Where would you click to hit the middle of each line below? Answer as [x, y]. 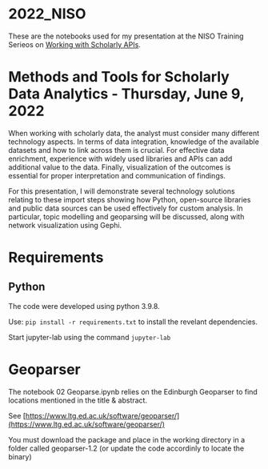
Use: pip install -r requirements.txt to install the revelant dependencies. [133, 322]
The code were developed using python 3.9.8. [84, 306]
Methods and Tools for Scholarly [119, 77]
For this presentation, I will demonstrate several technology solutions [122, 191]
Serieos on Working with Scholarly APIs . [75, 44]
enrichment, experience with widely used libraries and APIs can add [120, 158]
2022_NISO [47, 14]
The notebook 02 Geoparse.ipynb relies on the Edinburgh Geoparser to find [133, 391]
